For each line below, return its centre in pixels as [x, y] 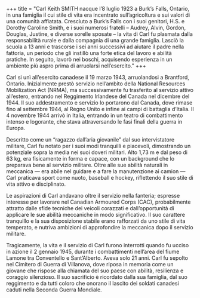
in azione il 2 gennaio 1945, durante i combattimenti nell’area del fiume [93, 251]
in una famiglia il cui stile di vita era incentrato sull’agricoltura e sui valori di [98, 15]
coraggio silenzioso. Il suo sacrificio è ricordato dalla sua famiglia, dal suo [97, 277]
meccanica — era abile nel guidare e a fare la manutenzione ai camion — [96, 171]
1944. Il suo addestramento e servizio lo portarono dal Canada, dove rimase [99, 103]
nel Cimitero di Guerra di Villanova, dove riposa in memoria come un [90, 264]
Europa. [16, 128]
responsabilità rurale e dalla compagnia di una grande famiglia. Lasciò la [95, 40]
